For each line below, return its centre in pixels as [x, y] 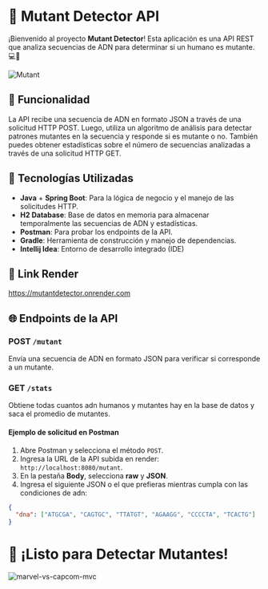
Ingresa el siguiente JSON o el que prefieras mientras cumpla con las [134, 484]
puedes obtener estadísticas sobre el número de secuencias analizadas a [129, 144]
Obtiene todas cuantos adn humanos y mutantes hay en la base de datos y [131, 405]
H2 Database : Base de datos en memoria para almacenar [114, 215]
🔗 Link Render [43, 274]
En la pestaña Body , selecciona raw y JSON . [94, 475]
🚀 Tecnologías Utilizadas [71, 178]
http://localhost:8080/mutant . [71, 467]
